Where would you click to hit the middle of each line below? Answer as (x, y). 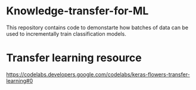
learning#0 (20, 80)
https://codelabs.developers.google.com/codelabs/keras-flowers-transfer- (98, 74)
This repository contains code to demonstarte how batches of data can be (97, 27)
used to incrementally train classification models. (66, 33)
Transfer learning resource (74, 58)
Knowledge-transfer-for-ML (77, 11)
